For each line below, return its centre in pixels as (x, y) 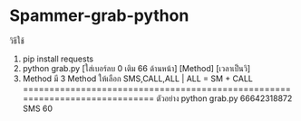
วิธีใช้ (17, 41)
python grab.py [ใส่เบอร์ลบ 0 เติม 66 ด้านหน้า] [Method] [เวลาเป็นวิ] (136, 68)
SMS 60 (37, 108)
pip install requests (58, 59)
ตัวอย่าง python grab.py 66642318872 (224, 98)
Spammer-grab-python (99, 16)
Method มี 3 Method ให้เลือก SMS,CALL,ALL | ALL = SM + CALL (138, 79)
